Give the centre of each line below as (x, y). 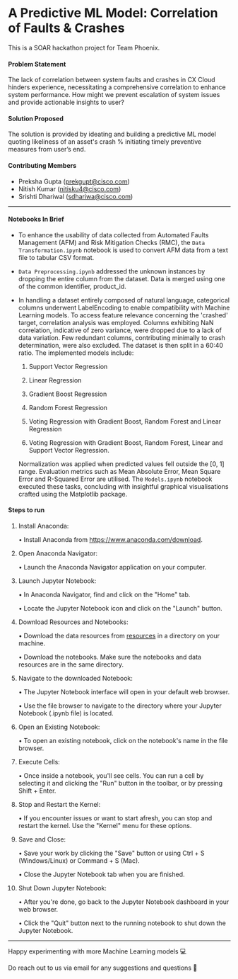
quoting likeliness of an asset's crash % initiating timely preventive (105, 142)
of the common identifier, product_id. (72, 286)
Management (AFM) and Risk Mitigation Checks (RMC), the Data (112, 242)
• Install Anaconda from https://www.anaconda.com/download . (111, 539)
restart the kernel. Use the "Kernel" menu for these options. (105, 825)
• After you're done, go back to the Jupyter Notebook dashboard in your (124, 902)
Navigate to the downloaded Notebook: (76, 678)
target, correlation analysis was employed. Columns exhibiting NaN (116, 322)
